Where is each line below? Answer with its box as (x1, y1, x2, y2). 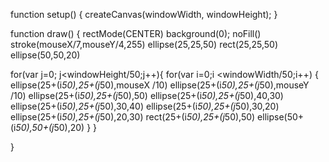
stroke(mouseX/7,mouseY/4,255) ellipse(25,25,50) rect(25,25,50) (10, 39, 279, 50)
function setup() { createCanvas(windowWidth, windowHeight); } (10, 9, 278, 20)
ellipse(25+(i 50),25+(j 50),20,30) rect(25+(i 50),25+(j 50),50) (10, 111, 256, 123)
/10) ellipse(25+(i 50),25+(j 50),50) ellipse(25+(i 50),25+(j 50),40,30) (10, 90, 284, 101)
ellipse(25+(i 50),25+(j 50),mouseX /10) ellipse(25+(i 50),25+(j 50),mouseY (10, 79, 310, 91)
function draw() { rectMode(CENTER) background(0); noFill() (10, 28, 262, 39)
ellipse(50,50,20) (10, 49, 81, 61)
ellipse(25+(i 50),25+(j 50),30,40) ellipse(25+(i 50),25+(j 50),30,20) (10, 100, 280, 112)
